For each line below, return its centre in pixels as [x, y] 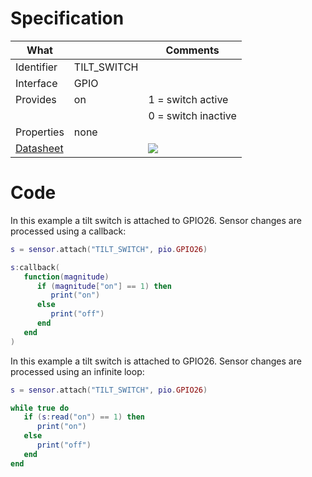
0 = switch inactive [192, 115]
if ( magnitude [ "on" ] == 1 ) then [104, 286]
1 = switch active [188, 99]
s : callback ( [35, 267]
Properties [40, 132]
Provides [36, 99]
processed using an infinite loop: [77, 371]
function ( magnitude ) [66, 277]
